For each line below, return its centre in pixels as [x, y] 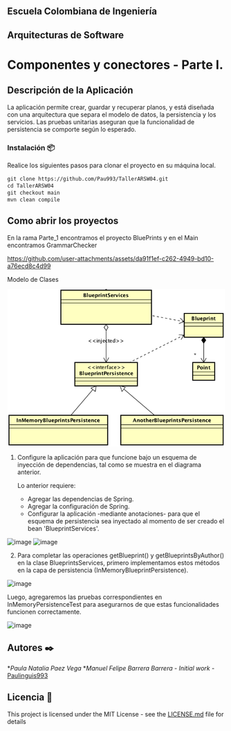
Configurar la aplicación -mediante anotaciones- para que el [114, 514]
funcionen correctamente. [44, 612]
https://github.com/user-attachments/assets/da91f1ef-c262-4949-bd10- [111, 258]
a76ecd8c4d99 [29, 266]
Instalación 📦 [31, 147]
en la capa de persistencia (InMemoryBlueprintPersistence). [103, 570]
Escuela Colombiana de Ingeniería [82, 11]
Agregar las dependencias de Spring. [81, 498]
